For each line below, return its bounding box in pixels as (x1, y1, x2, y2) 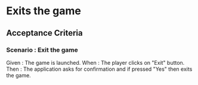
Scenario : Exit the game (6, 46, 79, 54)
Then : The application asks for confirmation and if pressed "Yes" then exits (6, 65, 193, 73)
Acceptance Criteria (6, 28, 83, 38)
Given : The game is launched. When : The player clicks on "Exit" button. (6, 59, 185, 66)
